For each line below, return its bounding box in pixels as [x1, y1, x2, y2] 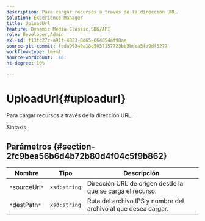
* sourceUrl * [9, 183, 45, 192]
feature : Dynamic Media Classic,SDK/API [6, 26, 111, 32]
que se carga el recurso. [87, 187, 157, 195]
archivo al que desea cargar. [87, 205, 169, 213]
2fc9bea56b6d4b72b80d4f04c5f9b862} [6, 151, 168, 161]
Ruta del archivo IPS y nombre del [87, 197, 184, 205]
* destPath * [9, 201, 41, 209]
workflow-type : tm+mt [6, 49, 62, 55]
